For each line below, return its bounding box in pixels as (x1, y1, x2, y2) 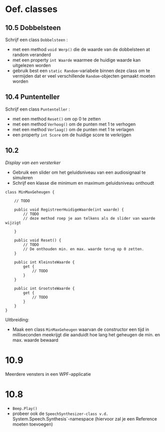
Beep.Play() (12, 406, 37, 411)
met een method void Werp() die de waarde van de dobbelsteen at (12, 47, 150, 52)
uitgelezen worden (12, 63, 51, 68)
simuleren (12, 174, 33, 181)
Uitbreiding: (5, 316, 29, 322)
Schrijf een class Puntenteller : (5, 106, 70, 112)
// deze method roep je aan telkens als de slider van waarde (23, 216, 155, 221)
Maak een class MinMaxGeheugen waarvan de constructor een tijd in (12, 326, 149, 332)
